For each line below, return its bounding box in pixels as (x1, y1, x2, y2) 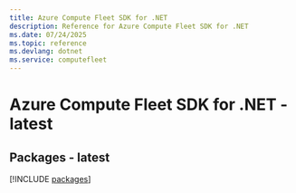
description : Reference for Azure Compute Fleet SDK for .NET (9, 22, 249, 31)
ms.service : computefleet (9, 55, 107, 64)
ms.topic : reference (9, 38, 88, 48)
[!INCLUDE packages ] (9, 174, 91, 184)
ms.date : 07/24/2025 (9, 30, 88, 39)
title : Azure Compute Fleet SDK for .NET (9, 13, 168, 23)
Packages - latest (9, 150, 110, 165)
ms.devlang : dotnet (9, 47, 83, 56)
